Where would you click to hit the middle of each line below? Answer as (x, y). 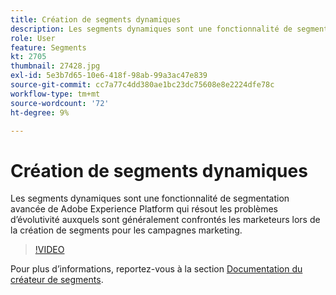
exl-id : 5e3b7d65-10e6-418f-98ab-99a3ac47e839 (109, 76)
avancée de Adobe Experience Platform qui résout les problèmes (144, 209)
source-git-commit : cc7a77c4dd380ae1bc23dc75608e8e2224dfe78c (142, 85)
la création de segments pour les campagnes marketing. (126, 230)
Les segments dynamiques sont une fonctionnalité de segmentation (150, 198)
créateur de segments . (57, 280)
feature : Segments (48, 47)
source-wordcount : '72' (60, 103)
